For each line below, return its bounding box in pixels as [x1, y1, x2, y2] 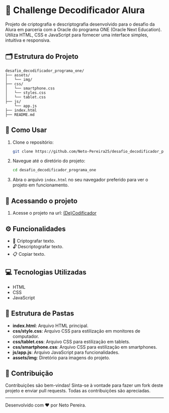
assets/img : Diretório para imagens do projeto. [12, 354, 111, 361]
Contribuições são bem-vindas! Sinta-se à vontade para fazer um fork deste [5, 382, 163, 388]
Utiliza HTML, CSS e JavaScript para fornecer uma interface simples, [5, 32, 148, 38]
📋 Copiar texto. [12, 251, 46, 257]
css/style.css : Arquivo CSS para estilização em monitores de [12, 328, 141, 334]
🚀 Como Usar [5, 126, 47, 135]
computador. [12, 333, 39, 339]
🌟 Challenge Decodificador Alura [5, 5, 145, 16]
